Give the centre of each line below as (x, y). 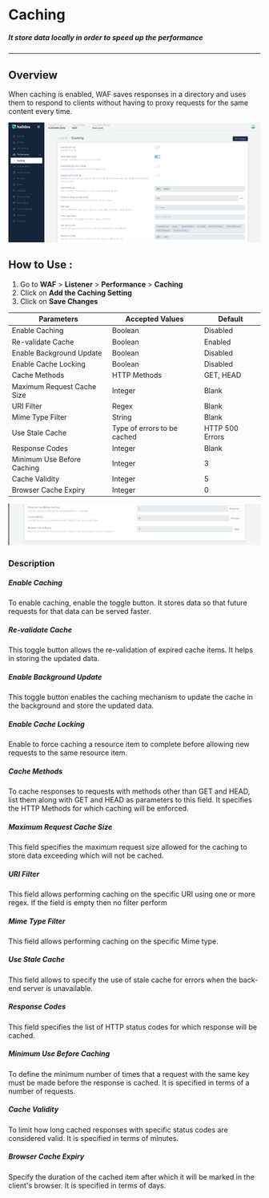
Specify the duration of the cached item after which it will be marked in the (131, 1176)
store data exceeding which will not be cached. (86, 855)
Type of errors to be (145, 428)
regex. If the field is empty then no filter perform (88, 902)
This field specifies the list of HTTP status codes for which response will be (133, 1027)
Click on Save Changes (59, 301)
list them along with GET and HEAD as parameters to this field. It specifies (130, 799)
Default (231, 319)
